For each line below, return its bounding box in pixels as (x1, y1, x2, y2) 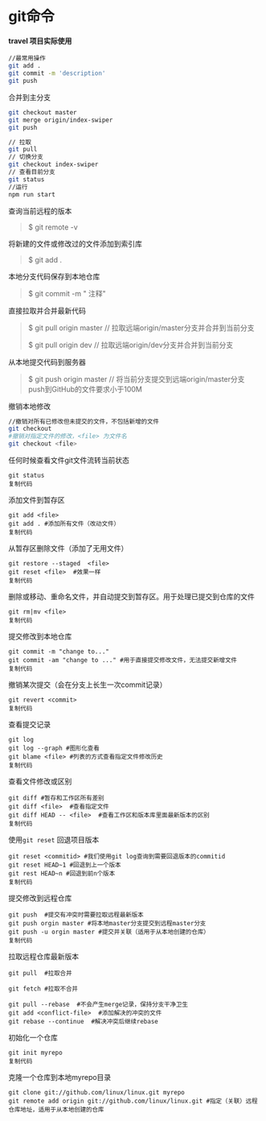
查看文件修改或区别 (8, 776, 72, 786)
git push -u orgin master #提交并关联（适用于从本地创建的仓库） (8, 928, 211, 937)
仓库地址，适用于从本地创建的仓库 (8, 1106, 104, 1114)
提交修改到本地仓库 (8, 631, 72, 641)
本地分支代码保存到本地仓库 (8, 271, 100, 281)
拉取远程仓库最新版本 (8, 952, 79, 962)
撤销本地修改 (8, 401, 51, 411)
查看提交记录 (8, 720, 51, 730)
